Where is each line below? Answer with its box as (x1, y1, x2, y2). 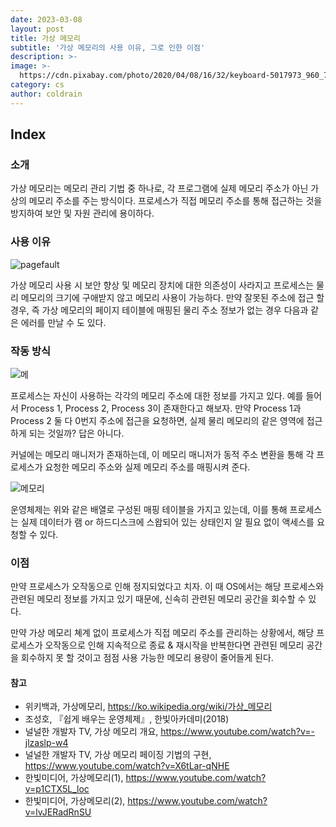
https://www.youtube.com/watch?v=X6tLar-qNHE (24, 760, 230, 772)
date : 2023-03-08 (10, 14, 83, 25)
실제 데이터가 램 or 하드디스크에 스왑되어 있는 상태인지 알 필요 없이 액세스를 (20, 516, 315, 528)
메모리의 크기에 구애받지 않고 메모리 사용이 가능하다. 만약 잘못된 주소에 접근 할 (20, 291, 325, 303)
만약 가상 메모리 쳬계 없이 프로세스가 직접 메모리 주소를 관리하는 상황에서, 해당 (10, 627, 315, 639)
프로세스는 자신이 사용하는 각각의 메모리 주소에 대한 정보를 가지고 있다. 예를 (10, 389, 304, 401)
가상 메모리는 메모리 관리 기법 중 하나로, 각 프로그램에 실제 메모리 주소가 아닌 (10, 182, 309, 195)
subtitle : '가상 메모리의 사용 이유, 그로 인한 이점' (10, 42, 206, 53)
